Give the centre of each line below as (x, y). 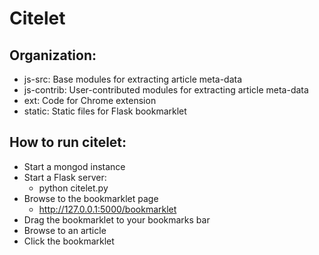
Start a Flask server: (65, 177)
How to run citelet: (68, 142)
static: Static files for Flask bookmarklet (105, 111)
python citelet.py (73, 188)
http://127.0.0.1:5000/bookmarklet (107, 209)
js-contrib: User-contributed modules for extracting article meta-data (166, 90)
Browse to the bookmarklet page (91, 198)
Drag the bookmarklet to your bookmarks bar (117, 219)
